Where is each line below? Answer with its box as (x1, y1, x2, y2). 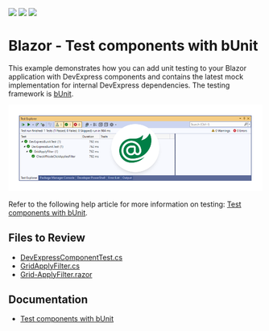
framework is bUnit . (8, 88, 74, 98)
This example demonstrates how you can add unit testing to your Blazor (8, 63, 247, 72)
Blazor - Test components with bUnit (8, 37, 259, 55)
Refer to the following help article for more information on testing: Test (8, 199, 242, 209)
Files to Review (8, 231, 86, 245)
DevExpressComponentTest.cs (19, 252, 123, 262)
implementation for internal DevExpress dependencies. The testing (8, 80, 230, 90)
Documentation (8, 293, 89, 307)
